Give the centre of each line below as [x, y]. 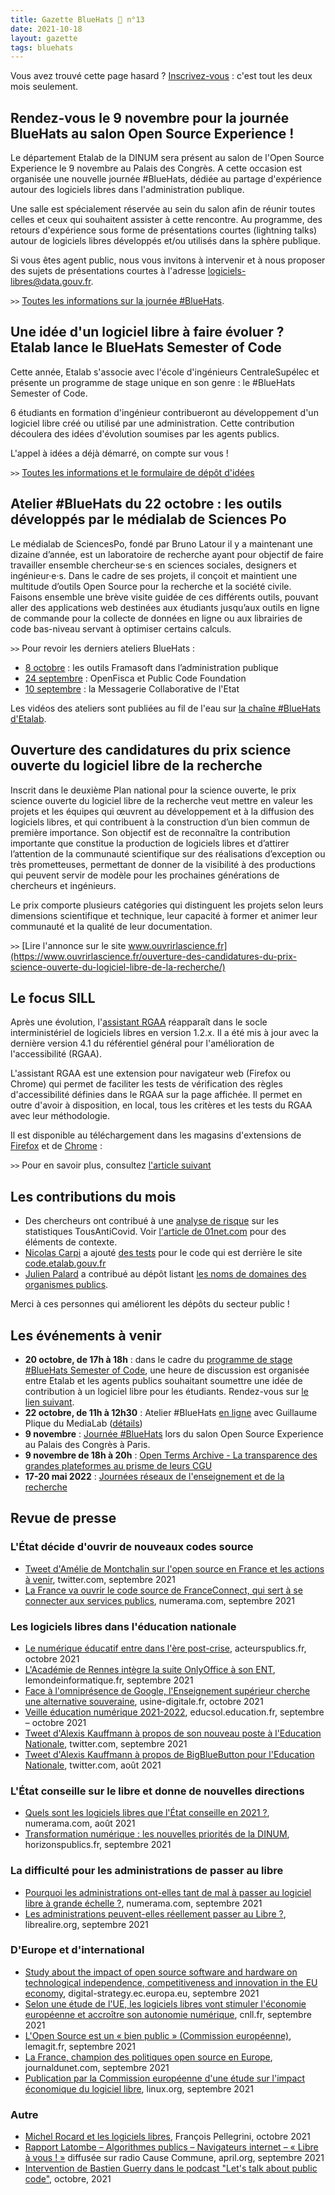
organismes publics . [66, 1285]
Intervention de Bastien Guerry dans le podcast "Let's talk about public [171, 2168]
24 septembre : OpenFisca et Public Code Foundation [135, 678]
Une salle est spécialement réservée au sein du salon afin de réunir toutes [163, 209]
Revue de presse [63, 1518]
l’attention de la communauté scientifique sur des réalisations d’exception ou [168, 853]
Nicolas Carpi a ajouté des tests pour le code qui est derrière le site [163, 1253]
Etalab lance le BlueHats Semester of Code [146, 347]
